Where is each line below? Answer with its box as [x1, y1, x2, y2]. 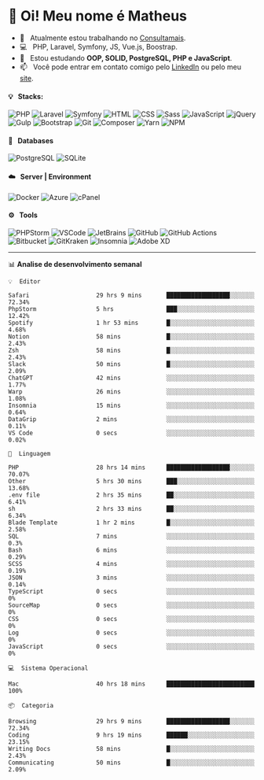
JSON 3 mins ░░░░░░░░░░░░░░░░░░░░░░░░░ [8, 574, 255, 582]
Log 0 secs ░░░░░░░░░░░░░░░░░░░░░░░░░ [8, 629, 255, 637]
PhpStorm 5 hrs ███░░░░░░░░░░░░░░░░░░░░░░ [8, 305, 255, 313]
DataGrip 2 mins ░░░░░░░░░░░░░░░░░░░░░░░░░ [8, 415, 255, 423]
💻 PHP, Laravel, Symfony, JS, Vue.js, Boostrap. [19, 42, 178, 51]
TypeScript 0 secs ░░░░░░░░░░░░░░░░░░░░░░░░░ [8, 587, 255, 595]
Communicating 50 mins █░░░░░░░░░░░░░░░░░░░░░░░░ [8, 759, 255, 767]
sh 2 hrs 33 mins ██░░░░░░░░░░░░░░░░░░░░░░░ [8, 505, 255, 512]
